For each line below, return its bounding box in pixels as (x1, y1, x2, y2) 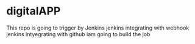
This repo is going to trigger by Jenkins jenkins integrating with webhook (6, 24, 190, 31)
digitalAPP (6, 4, 61, 18)
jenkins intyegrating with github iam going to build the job (6, 30, 151, 37)
